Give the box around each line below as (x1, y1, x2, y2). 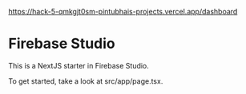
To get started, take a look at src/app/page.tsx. (8, 76, 163, 86)
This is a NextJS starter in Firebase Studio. (8, 61, 150, 70)
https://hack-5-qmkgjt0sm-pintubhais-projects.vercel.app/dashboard (8, 7, 238, 16)
